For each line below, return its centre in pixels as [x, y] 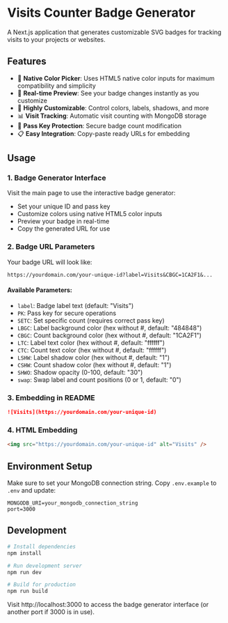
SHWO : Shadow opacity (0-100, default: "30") [80, 372]
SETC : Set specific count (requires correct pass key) [91, 320]
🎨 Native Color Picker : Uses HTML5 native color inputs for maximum [116, 78]
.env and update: [32, 491]
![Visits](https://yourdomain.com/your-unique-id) [82, 413]
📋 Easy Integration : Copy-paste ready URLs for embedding [103, 133]
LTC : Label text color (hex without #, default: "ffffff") [91, 342]
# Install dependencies [42, 546]
